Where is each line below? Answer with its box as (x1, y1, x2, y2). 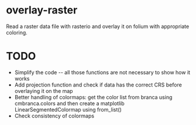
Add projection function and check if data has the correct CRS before (14, 81, 183, 88)
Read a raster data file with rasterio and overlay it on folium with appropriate (6, 23, 190, 30)
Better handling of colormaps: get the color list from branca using (14, 93, 173, 100)
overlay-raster (6, 4, 78, 17)
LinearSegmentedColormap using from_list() (14, 106, 122, 113)
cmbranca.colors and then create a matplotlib (14, 100, 125, 107)
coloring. (6, 29, 27, 36)
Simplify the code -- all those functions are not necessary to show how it (14, 68, 191, 76)
